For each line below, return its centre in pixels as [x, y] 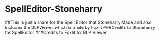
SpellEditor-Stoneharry [54, 9]
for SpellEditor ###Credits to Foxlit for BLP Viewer [56, 32]
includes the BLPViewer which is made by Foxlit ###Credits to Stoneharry [80, 27]
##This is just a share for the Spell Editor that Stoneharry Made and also [78, 22]
